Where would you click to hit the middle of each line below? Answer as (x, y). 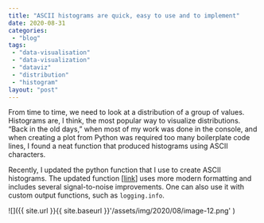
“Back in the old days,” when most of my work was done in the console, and (133, 129)
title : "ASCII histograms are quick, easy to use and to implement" (124, 16)
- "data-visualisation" (51, 53)
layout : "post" (33, 90)
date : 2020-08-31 (37, 23)
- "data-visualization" (51, 61)
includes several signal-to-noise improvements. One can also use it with (126, 187)
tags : (17, 45)
